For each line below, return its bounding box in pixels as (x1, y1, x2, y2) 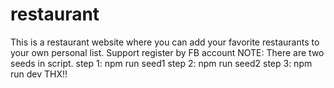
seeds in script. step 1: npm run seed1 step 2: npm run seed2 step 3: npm (10, 57, 313, 69)
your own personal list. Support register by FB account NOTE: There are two (10, 46, 325, 58)
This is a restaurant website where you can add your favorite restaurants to (10, 36, 320, 48)
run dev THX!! (10, 68, 68, 80)
